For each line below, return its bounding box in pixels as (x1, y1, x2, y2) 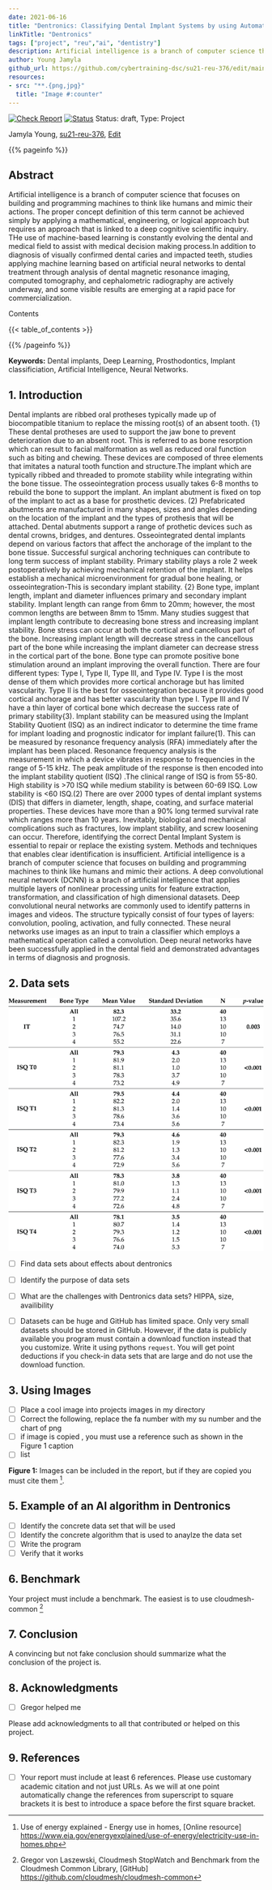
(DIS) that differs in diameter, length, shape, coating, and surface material (8, 797, 253, 807)
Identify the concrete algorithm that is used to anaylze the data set (19, 1530, 242, 1540)
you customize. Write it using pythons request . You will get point (19, 1342, 235, 1352)
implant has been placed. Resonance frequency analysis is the (8, 746, 217, 756)
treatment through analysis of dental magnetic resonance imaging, (8, 268, 231, 277)
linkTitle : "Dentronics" (8, 30, 92, 38)
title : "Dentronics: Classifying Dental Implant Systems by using (8, 21, 237, 30)
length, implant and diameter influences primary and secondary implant (8, 591, 247, 600)
